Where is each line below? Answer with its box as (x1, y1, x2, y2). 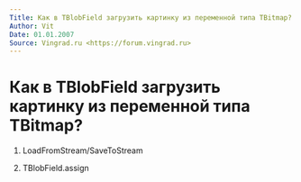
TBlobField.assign (22, 163, 90, 174)
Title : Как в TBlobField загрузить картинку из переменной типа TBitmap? (9, 13, 293, 23)
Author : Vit (9, 22, 54, 31)
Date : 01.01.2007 (9, 30, 75, 39)
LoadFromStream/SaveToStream (22, 145, 143, 156)
